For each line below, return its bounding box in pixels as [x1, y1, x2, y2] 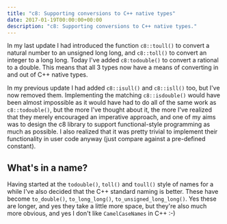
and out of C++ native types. [7, 71, 88, 79]
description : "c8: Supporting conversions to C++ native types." [7, 23, 197, 29]
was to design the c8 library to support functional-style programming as [7, 121, 211, 129]
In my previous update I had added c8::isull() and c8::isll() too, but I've [7, 84, 220, 92]
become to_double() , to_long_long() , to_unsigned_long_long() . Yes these [7, 195, 217, 203]
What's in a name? [7, 162, 88, 173]
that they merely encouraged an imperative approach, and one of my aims [7, 113, 216, 121]
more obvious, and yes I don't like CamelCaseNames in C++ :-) [7, 210, 176, 218]
